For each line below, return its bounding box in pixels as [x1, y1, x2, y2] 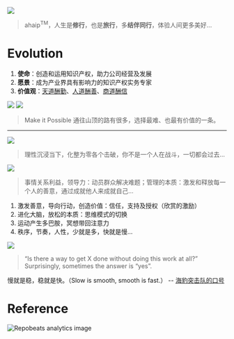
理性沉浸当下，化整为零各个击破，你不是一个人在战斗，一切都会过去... [24, 150, 225, 158]
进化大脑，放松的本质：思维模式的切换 [17, 210, 127, 218]
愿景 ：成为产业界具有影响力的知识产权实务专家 [17, 78, 152, 86]
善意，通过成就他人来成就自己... [42, 186, 134, 195]
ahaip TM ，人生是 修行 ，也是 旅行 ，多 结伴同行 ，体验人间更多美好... [24, 19, 212, 29]
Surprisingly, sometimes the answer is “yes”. [24, 261, 153, 270]
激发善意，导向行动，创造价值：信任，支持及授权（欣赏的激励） [17, 201, 201, 210]
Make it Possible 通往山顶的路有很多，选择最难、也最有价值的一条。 [24, 115, 220, 124]
